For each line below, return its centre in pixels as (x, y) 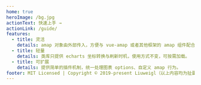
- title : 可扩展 (31, 62)
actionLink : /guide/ (32, 28)
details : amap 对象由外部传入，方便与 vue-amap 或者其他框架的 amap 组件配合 (106, 45)
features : (19, 34)
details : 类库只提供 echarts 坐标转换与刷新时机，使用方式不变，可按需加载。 (103, 56)
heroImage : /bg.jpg (31, 17)
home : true (20, 12)
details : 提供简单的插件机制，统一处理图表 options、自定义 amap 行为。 (99, 67)
